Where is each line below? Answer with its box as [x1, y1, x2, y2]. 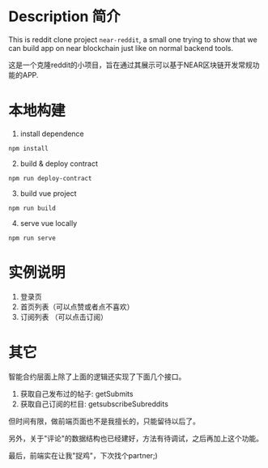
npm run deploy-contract [8, 174, 92, 182]
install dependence [19, 129, 84, 138]
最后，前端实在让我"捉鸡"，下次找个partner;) [8, 450, 158, 460]
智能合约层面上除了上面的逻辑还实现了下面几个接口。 [8, 372, 186, 381]
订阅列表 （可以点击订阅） [19, 312, 108, 321]
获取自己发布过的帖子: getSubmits [19, 389, 134, 398]
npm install [8, 144, 49, 152]
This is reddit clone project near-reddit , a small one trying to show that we [8, 34, 257, 45]
